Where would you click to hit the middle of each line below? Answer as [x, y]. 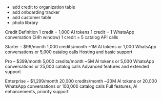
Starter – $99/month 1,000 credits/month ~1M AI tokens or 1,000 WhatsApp [81, 47]
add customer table [32, 17]
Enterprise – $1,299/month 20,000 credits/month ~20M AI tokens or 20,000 [81, 81]
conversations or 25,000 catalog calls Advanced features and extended [77, 66]
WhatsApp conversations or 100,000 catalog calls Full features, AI [71, 86]
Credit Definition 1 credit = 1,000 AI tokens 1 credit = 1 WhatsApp [70, 32]
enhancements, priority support [37, 91]
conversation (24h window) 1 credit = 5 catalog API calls [62, 37]
